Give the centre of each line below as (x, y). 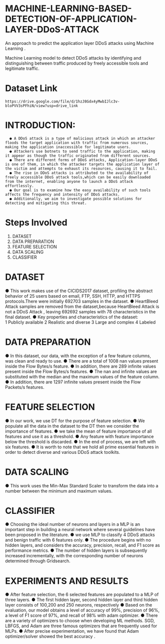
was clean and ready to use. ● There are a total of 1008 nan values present (82, 361)
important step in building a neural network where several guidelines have (80, 530)
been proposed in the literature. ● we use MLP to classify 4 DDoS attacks (80, 535)
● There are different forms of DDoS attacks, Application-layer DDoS (83, 160)
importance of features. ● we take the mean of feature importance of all (79, 431)
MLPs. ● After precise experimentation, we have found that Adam (72, 631)
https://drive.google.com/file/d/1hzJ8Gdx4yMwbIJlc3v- (63, 102)
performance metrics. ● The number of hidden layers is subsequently (76, 550)
